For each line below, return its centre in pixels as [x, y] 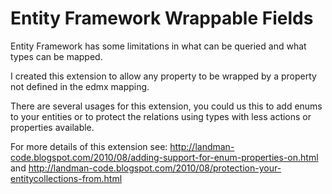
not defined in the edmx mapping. [80, 86]
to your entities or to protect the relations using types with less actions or [161, 116]
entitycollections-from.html [66, 178]
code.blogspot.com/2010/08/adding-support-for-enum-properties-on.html [164, 157]
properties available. [52, 127]
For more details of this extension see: [89, 146]
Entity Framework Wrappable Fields [162, 18]
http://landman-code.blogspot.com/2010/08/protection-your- [155, 168]
